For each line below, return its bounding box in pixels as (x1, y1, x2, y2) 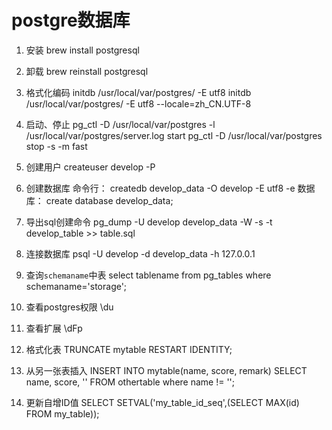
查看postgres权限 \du (25, 301, 114, 313)
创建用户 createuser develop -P (25, 161, 156, 173)
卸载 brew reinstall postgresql (25, 65, 149, 77)
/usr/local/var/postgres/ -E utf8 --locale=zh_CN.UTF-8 (25, 97, 252, 110)
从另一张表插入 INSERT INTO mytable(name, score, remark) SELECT (25, 364, 308, 376)
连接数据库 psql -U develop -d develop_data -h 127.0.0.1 (25, 247, 256, 260)
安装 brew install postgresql (25, 44, 140, 56)
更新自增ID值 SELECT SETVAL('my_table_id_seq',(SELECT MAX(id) (25, 396, 300, 408)
